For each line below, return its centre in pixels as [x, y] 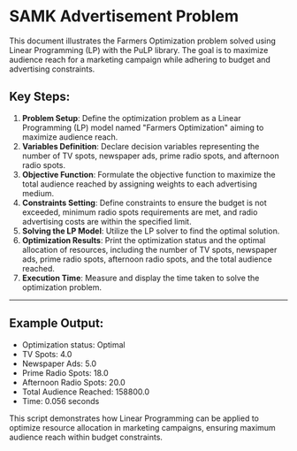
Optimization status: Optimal [73, 344]
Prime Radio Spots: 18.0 [65, 372]
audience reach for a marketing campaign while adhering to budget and [140, 59]
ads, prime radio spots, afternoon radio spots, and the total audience [147, 259]
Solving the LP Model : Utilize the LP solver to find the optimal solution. [151, 231]
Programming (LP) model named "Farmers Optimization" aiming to [143, 127]
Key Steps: [40, 97]
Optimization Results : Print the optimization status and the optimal [144, 240]
